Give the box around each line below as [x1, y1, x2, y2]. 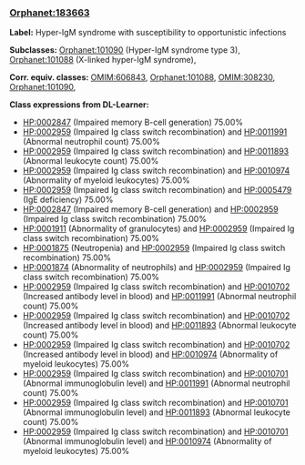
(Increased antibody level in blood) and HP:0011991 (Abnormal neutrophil [22, 291, 297, 302]
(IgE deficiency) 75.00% [22, 194, 114, 206]
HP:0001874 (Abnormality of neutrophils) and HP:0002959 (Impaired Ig [22, 262, 291, 273]
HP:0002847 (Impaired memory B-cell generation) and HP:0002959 [22, 204, 280, 215]
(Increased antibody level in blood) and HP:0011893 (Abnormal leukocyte [22, 320, 297, 331]
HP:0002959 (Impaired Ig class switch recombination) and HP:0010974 [22, 166, 290, 177]
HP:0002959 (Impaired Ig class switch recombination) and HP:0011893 [22, 146, 290, 157]
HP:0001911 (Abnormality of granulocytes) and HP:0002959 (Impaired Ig [22, 223, 295, 234]
